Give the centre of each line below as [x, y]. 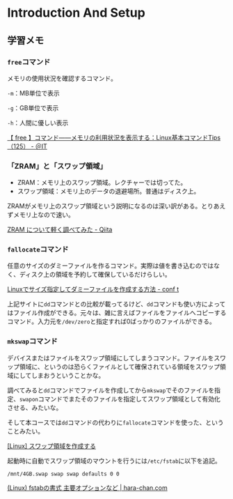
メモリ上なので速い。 [43, 215]
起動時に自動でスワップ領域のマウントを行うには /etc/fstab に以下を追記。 [114, 461]
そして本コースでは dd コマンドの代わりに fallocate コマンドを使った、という [115, 422]
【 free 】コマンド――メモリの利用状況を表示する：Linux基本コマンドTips [114, 137]
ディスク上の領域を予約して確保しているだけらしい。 [95, 275]
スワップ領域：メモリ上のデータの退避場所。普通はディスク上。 [109, 191]
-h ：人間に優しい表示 [38, 123]
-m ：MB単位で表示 [34, 93]
